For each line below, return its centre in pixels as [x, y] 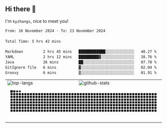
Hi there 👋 [21, 9]
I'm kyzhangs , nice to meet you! [37, 21]
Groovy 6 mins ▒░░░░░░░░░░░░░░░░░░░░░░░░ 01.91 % [81, 72]
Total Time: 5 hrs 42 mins [33, 41]
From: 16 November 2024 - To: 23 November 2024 [55, 31]
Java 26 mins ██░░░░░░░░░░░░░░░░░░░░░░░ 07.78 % [81, 63]
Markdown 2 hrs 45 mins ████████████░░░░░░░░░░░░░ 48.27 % [81, 52]
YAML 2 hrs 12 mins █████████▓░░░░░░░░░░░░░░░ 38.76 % [81, 57]
